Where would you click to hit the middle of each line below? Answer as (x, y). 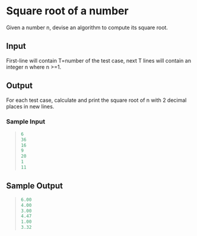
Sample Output (35, 186)
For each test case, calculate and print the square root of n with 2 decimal (96, 100)
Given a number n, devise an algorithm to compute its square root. (87, 27)
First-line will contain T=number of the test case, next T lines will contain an (99, 60)
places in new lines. (30, 106)
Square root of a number (67, 11)
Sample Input (26, 122)
